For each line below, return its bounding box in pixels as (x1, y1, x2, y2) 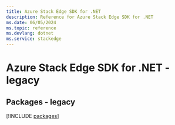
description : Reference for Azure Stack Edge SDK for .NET (6, 14, 154, 20)
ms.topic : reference (6, 25, 57, 31)
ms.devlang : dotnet (6, 31, 54, 36)
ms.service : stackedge (6, 36, 62, 42)
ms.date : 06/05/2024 (6, 19, 57, 25)
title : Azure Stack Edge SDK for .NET (6, 8, 101, 15)
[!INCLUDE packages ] (6, 113, 59, 119)
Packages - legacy (6, 97, 75, 107)
